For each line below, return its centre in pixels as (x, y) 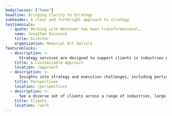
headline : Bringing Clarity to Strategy (49, 15)
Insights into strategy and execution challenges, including (85, 77)
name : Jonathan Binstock (41, 34)
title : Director (32, 39)
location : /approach (36, 67)
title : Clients (31, 101)
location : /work (32, 106)
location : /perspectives (41, 86)
